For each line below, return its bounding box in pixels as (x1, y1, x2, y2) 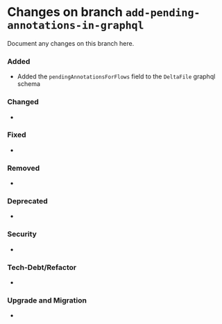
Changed (7, 97, 40, 107)
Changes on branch (7, 4, 123, 20)
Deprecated (7, 196, 49, 206)
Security (7, 230, 37, 239)
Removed (7, 163, 40, 173)
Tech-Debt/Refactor (7, 262, 77, 272)
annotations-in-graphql (7, 19, 144, 32)
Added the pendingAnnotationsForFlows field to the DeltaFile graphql (17, 72, 216, 80)
